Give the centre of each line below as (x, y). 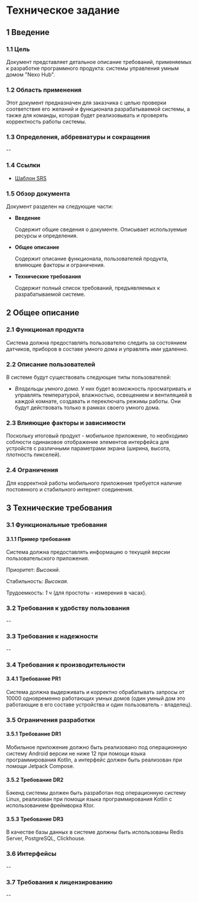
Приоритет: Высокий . (33, 570)
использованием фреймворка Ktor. (51, 805)
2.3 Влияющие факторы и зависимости (66, 423)
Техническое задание (63, 10)
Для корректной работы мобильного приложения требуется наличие (94, 483)
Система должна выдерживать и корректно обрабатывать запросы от (95, 692)
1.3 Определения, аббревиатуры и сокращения (78, 137)
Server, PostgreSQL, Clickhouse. (46, 839)
